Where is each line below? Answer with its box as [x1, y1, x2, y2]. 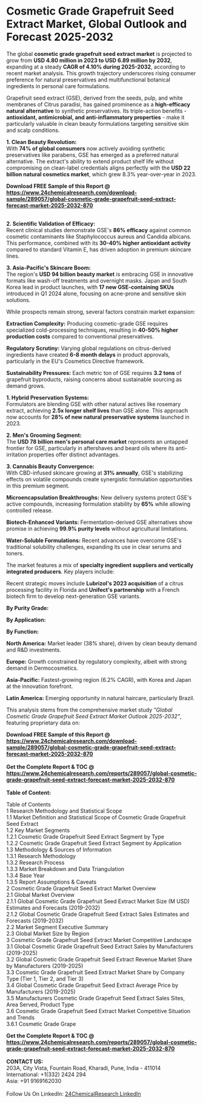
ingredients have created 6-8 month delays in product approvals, [6, 351, 170, 358]
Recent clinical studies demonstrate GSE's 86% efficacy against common [6, 226, 191, 233]
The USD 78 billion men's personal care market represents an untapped [6, 438, 188, 445]
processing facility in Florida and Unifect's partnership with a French [6, 586, 180, 593]
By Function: [6, 628, 39, 635]
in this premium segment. [6, 482, 70, 489]
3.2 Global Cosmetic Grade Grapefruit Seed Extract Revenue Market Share [6, 955, 193, 963]
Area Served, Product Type [6, 1001, 75, 1008]
